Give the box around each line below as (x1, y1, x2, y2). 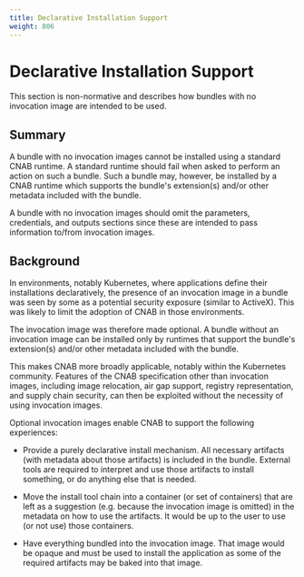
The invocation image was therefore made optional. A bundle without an (9, 324, 279, 335)
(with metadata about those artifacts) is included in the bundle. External (22, 454, 290, 465)
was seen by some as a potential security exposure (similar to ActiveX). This (9, 297, 295, 308)
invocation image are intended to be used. (9, 101, 167, 112)
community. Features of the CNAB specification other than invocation (9, 370, 270, 382)
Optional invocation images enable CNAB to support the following (9, 418, 255, 429)
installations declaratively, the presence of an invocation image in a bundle (9, 288, 289, 299)
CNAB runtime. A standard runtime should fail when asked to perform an (9, 161, 280, 172)
